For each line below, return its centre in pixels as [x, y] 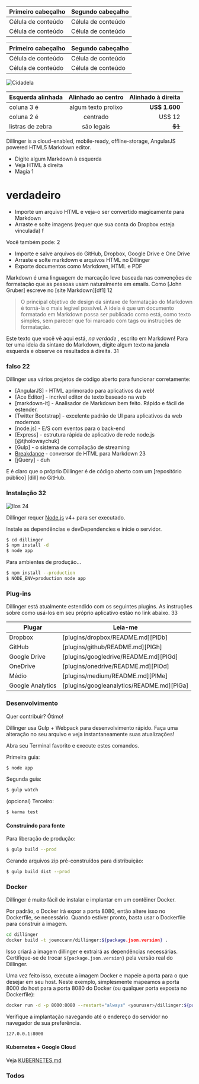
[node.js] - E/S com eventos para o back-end [70, 428]
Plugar [33, 627]
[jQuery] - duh [32, 460]
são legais [96, 126]
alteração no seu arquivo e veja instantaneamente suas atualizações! [90, 734]
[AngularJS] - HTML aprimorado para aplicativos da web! [85, 391]
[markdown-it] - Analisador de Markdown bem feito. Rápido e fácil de [99, 403]
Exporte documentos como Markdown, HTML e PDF [78, 266]
